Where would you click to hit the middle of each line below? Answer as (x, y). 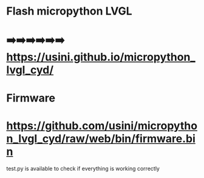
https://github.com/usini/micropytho (102, 125)
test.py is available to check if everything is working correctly (83, 168)
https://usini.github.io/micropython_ (101, 57)
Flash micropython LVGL (69, 11)
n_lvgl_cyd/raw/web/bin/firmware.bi (101, 139)
